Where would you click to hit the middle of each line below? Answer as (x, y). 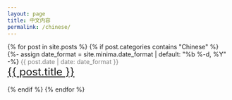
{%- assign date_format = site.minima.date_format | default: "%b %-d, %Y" (117, 54)
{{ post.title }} (41, 72)
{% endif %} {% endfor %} (46, 89)
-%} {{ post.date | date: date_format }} (63, 62)
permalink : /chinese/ (39, 27)
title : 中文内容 (29, 20)
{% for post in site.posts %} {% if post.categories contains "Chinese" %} (113, 47)
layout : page (26, 14)
